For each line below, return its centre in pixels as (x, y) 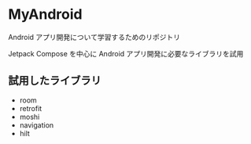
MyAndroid (45, 14)
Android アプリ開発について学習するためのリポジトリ (94, 37)
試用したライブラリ (55, 81)
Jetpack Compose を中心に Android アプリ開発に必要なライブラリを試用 (126, 53)
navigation (37, 125)
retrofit (31, 108)
